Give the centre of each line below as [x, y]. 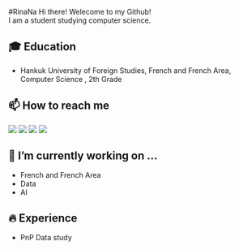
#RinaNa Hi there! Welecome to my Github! [80, 12]
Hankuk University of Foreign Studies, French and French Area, [126, 70]
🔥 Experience [43, 218]
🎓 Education [43, 47]
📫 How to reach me [59, 106]
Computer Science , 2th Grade [71, 79]
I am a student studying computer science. [80, 20]
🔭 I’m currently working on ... [83, 156]
